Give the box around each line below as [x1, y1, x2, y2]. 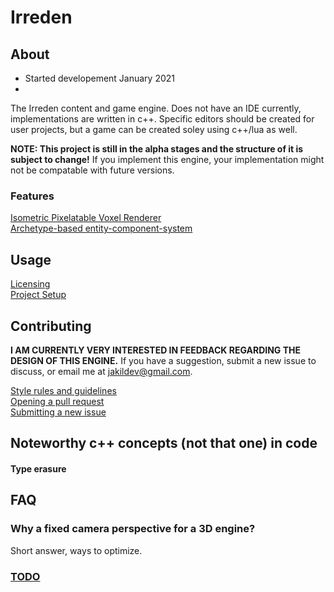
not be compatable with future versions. [10, 164, 175, 176]
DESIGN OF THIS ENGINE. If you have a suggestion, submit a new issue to [10, 354, 317, 366]
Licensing [10, 278, 51, 290]
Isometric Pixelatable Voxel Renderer [10, 212, 162, 224]
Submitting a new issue [10, 406, 107, 418]
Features [10, 189, 55, 203]
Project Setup [10, 289, 67, 301]
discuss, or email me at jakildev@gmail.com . [10, 365, 193, 377]
